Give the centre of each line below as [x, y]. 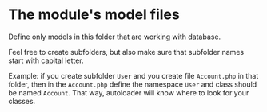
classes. [22, 101]
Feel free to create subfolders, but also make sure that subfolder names [126, 52]
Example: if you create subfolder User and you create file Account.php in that [133, 75]
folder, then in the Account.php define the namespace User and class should [133, 84]
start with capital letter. [46, 60]
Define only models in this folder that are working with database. [115, 37]
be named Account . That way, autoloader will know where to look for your [129, 92]
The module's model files [94, 15]
